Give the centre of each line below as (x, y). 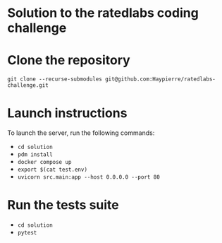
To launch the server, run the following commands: (81, 133)
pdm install (35, 155)
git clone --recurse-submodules (55, 79)
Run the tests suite (63, 205)
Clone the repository (69, 60)
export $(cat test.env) (53, 170)
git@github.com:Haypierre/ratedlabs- (160, 79)
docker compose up (44, 162)
